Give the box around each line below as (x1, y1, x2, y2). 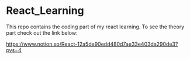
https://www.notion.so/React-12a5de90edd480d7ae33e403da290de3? (6, 40, 178, 47)
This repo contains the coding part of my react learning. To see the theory (6, 23, 185, 30)
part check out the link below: (6, 29, 78, 36)
